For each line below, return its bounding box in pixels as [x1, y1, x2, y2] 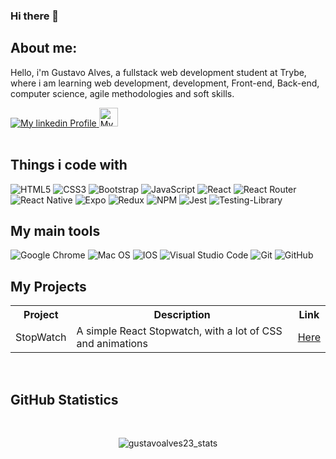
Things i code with [10, 157, 128, 174]
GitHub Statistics [10, 391, 119, 408]
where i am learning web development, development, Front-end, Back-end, [10, 77, 320, 89]
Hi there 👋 [10, 9, 60, 23]
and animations [76, 337, 148, 351]
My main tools [10, 222, 101, 239]
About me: [10, 40, 78, 57]
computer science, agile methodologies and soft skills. [10, 87, 235, 99]
